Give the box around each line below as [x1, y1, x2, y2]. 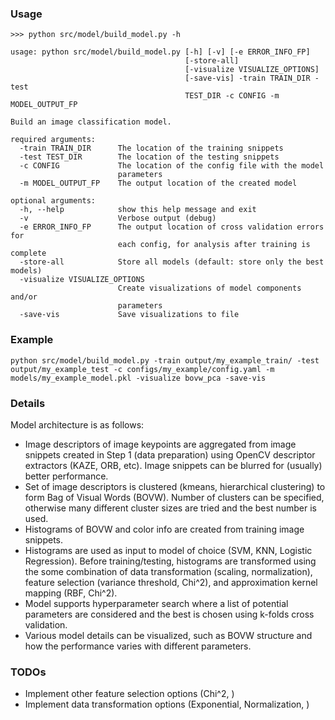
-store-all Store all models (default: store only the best [19, 257, 325, 267]
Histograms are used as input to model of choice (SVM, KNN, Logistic [24, 544, 313, 556]
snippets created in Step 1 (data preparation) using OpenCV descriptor [24, 448, 316, 461]
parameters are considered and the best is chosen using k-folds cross [24, 608, 315, 620]
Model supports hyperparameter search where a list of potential [24, 597, 289, 609]
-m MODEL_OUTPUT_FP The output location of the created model [19, 178, 298, 189]
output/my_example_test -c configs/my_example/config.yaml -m [10, 364, 275, 374]
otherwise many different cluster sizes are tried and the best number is [24, 502, 317, 514]
